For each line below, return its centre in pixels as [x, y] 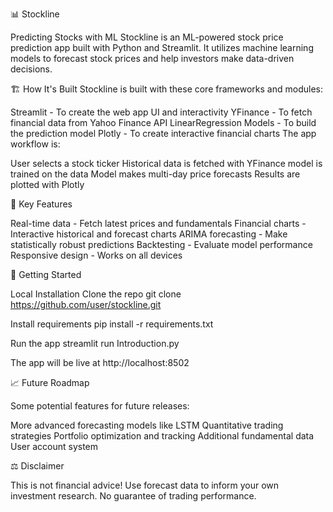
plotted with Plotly [47, 184]
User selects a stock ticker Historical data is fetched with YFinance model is [166, 163]
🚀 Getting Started [46, 274]
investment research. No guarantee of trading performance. [133, 496]
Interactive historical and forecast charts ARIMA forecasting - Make [149, 234]
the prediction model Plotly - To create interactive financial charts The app [163, 133]
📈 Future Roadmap [50, 382]
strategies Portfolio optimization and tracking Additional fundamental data [162, 436]
